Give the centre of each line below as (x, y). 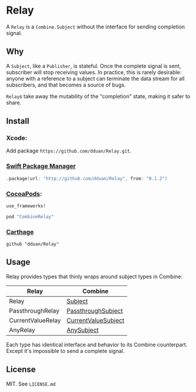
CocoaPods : (24, 194)
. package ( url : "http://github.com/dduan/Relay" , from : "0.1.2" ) (87, 178)
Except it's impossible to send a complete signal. (66, 351)
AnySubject (83, 330)
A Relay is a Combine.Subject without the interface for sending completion (96, 27)
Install (18, 121)
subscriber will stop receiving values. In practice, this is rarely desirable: (94, 72)
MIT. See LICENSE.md (31, 384)
